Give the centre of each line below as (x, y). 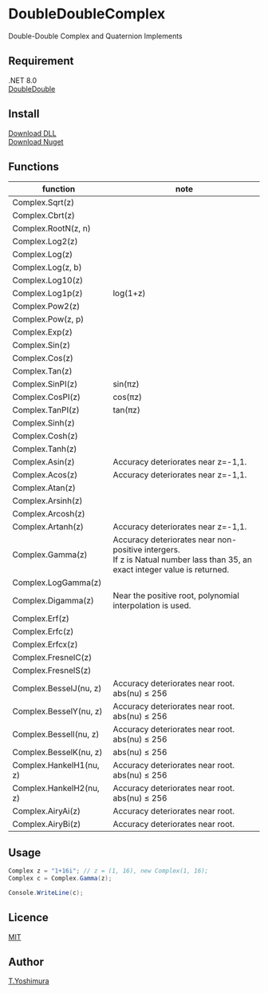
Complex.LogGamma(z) (57, 583)
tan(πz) (127, 410)
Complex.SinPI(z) (45, 384)
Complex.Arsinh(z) (47, 501)
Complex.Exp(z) (43, 332)
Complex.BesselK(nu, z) (57, 753)
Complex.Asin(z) (44, 462)
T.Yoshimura (29, 981)
